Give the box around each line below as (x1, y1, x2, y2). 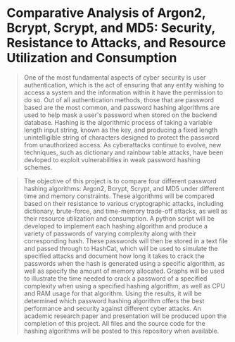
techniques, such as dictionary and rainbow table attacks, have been (23, 148, 224, 157)
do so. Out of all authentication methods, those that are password (23, 95, 215, 104)
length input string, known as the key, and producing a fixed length (23, 126, 218, 134)
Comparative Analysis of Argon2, (6, 5, 206, 21)
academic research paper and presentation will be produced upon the (23, 312, 227, 320)
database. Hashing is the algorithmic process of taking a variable (23, 118, 212, 126)
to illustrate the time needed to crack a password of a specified (23, 274, 208, 283)
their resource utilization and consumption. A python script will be (23, 214, 215, 223)
